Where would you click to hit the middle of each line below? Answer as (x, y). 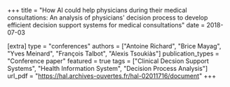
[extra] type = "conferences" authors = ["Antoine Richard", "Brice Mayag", (114, 46)
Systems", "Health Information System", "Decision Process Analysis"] (108, 68)
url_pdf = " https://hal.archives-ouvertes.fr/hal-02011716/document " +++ (111, 76)
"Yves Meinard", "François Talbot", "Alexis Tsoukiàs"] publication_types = (113, 53)
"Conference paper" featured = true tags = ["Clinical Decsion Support (108, 61)
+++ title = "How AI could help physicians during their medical (97, 10)
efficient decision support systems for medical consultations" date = (106, 25)
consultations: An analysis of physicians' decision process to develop (108, 18)
